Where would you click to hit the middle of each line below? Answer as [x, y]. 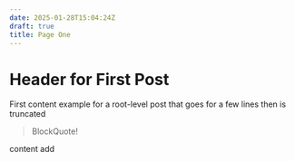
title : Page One [40, 34]
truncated [28, 114]
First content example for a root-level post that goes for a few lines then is [148, 104]
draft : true [32, 26]
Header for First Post [89, 79]
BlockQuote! [55, 131]
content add [32, 149]
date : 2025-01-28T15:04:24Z [63, 18]
